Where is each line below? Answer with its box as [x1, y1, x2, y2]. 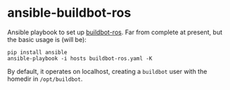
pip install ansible [7, 49, 68, 56]
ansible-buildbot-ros [7, 5, 132, 21]
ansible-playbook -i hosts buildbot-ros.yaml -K [7, 54, 153, 62]
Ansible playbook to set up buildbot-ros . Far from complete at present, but [7, 28, 223, 36]
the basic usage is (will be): [7, 35, 87, 43]
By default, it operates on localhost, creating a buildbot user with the [7, 67, 207, 75]
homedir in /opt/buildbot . [7, 75, 83, 83]
